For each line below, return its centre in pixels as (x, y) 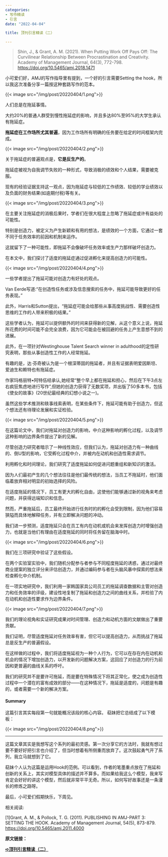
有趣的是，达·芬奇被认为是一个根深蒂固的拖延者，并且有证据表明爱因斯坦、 (82, 363)
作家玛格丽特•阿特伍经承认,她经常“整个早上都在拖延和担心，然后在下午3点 (82, 380)
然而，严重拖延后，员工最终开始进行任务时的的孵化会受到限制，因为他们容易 (84, 509)
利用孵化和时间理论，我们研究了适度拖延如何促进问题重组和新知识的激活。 (82, 464)
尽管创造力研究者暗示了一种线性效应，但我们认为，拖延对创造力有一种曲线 (82, 447)
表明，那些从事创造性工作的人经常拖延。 (51, 353)
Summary (15, 701)
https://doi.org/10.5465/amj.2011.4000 (45, 828)
